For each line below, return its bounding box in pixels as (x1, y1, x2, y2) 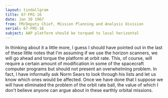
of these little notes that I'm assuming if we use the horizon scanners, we (5, 50, 158, 56)
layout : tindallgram (5, 7, 49, 13)
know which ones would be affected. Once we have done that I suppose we (5, 76, 163, 82)
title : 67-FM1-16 (5, 12, 42, 17)
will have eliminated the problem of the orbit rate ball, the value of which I (5, 82, 158, 88)
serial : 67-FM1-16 (5, 26, 44, 31)
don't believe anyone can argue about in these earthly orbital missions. (5, 87, 153, 93)
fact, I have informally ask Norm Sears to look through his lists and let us (5, 71, 156, 77)
